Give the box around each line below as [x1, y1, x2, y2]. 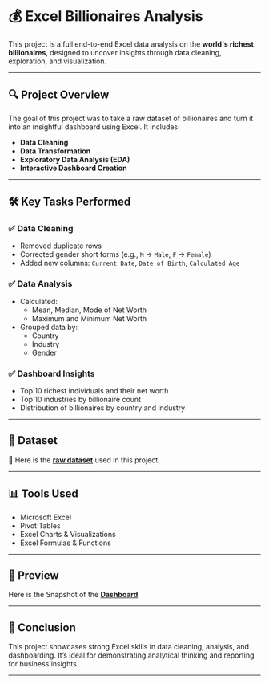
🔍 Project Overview [8, 88, 110, 102]
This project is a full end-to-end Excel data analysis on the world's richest [8, 39, 255, 49]
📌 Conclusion [8, 621, 76, 634]
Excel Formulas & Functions [19, 538, 112, 548]
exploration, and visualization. [8, 56, 107, 66]
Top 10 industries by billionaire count [19, 395, 142, 405]
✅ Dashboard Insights [8, 368, 95, 379]
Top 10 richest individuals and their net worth [19, 386, 169, 396]
